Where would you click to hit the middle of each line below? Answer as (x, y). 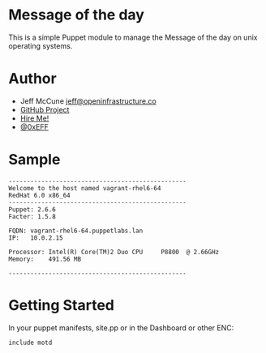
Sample (34, 160)
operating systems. (41, 45)
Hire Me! (34, 118)
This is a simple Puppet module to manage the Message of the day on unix (133, 37)
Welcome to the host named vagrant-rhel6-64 (85, 188)
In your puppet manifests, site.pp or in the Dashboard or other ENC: (121, 327)
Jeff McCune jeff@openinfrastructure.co (88, 101)
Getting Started (62, 305)
